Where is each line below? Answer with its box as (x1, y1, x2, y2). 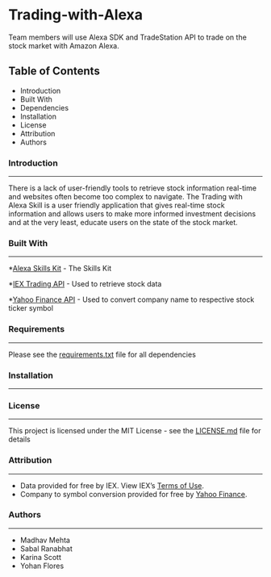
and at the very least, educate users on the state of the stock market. (8, 218, 238, 228)
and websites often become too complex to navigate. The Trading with (8, 192, 244, 202)
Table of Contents (8, 65, 101, 78)
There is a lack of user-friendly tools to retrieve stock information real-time (8, 183, 256, 193)
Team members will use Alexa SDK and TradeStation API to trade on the (8, 32, 248, 42)
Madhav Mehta (19, 535, 71, 545)
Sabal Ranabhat (19, 543, 73, 554)
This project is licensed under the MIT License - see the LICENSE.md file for (8, 426, 261, 436)
